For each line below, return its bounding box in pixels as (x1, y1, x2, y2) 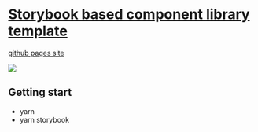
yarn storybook (19, 115, 69, 124)
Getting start (8, 86, 72, 99)
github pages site (8, 48, 64, 57)
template (8, 22, 68, 40)
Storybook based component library (8, 5, 250, 24)
